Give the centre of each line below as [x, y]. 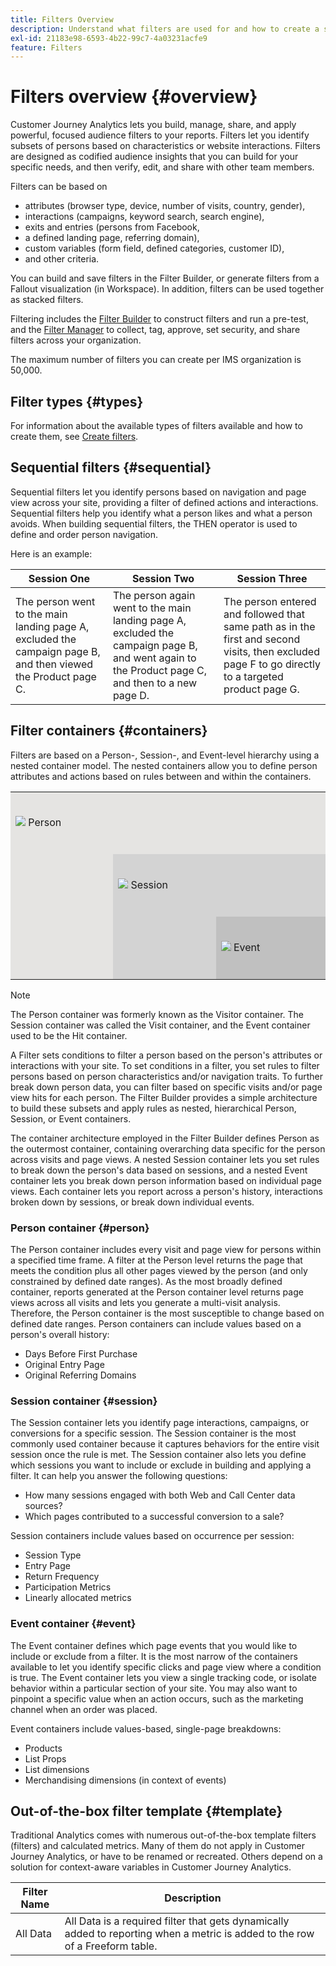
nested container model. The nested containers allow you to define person [164, 765]
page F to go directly [272, 664]
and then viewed [54, 664]
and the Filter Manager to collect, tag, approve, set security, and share [155, 330]
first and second [262, 639]
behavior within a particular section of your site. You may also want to [154, 1688]
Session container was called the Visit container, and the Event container [160, 1025]
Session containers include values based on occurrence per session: [152, 1536]
